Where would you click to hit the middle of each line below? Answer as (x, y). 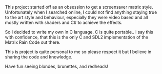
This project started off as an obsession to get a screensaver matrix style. (79, 7)
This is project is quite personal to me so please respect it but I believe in (78, 52)
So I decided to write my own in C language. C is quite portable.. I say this (79, 32)
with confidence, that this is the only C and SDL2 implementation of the (77, 37)
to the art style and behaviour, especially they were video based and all (77, 17)
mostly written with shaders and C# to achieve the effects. (64, 22)
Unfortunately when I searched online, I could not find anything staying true (81, 12)
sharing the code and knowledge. (39, 57)
